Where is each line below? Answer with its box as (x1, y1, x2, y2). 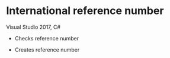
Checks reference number (14, 35, 79, 42)
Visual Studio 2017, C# (6, 23, 61, 30)
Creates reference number (14, 46, 80, 53)
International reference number (6, 4, 164, 18)
